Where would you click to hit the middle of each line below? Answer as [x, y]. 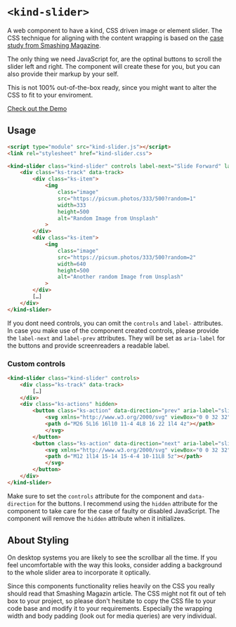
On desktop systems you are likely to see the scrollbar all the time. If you [112, 557]
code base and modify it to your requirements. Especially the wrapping [110, 608]
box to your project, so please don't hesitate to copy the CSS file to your [112, 601]
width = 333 [72, 205]
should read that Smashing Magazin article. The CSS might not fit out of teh [117, 593]
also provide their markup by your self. [63, 74]
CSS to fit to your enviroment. [50, 95]
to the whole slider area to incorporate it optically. [79, 572]
